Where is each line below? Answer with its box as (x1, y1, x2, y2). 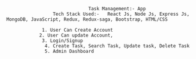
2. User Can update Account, (38, 32, 114, 38)
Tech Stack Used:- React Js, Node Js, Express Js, (53, 11, 190, 17)
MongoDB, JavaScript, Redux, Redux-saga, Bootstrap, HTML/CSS (6, 16, 168, 23)
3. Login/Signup (42, 38, 84, 44)
